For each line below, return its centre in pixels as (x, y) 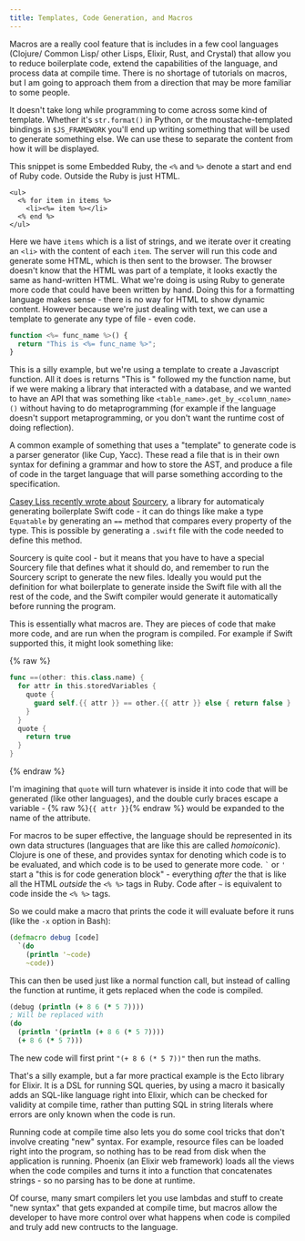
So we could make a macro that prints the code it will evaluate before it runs (152, 911)
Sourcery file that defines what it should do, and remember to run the (139, 568)
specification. (35, 484)
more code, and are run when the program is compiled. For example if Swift (151, 634)
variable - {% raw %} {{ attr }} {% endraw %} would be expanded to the (147, 808)
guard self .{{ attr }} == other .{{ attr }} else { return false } (162, 703)
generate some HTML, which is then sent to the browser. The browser (141, 260)
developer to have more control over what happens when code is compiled (150, 1217)
